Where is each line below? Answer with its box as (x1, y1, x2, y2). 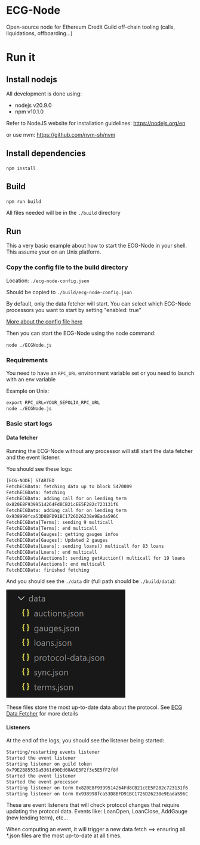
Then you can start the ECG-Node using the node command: (6, 329, 156, 337)
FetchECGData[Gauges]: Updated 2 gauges (6, 538, 109, 544)
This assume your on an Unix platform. (6, 248, 101, 255)
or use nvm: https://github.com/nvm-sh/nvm (6, 131, 116, 138)
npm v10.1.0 (14, 108, 44, 115)
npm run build (6, 198, 42, 205)
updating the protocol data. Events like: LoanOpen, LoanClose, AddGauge (6, 808, 188, 815)
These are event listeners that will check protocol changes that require (6, 801, 180, 809)
